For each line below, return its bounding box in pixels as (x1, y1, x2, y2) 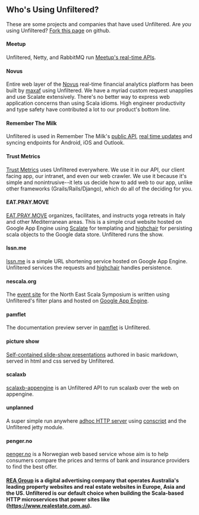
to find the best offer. (6, 463, 58, 470)
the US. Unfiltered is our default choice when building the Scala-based (6, 489, 184, 497)
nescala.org (6, 277, 37, 285)
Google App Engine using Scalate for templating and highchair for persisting (6, 224, 192, 232)
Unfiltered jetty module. (6, 424, 64, 431)
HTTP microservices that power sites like (6, 495, 110, 502)
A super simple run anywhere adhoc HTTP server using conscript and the (6, 417, 187, 425)
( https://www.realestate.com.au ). (6, 502, 92, 509)
